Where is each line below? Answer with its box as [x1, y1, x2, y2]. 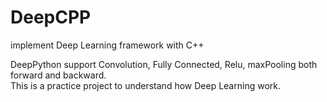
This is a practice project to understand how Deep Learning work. [10, 79, 281, 91]
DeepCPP [10, 6, 92, 29]
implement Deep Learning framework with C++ [10, 39, 205, 51]
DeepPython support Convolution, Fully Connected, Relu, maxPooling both [10, 58, 318, 70]
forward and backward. [10, 69, 107, 81]
